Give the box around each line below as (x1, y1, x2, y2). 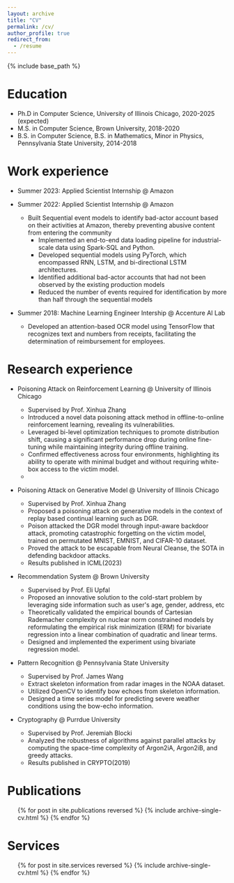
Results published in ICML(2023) (27, 558, 123, 567)
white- (201, 457, 219, 466)
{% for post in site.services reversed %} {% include (17, 861, 166, 869)
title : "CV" (7, 17, 42, 24)
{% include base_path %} (7, 62, 81, 70)
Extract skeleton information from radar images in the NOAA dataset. (27, 679, 225, 688)
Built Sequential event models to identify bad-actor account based (27, 214, 219, 222)
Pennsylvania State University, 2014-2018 (17, 139, 137, 147)
